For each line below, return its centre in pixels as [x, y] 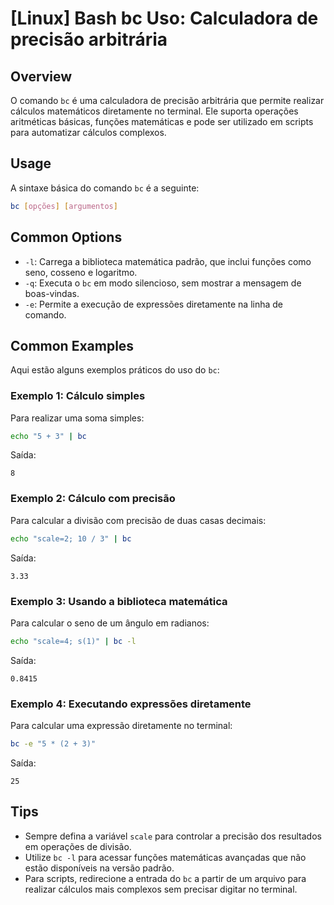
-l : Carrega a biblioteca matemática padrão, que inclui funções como [168, 261]
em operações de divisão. [78, 846]
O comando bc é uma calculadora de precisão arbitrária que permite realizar [167, 100]
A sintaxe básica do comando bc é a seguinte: [105, 188]
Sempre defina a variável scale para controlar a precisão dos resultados [173, 836]
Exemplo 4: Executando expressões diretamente [131, 704]
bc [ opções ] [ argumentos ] [64, 206]
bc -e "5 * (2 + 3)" [53, 744]
